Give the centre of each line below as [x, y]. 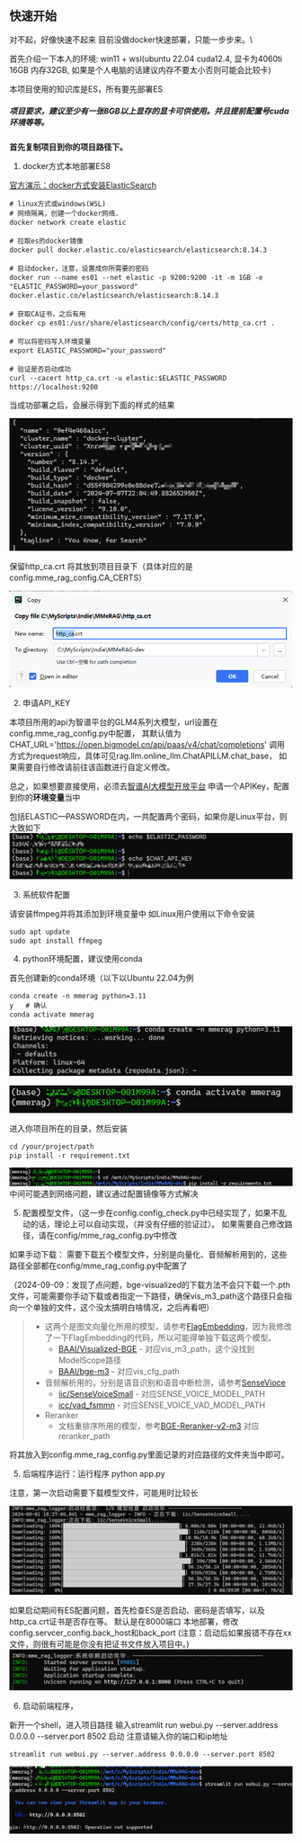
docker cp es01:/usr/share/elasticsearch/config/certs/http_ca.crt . [142, 323]
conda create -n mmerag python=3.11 [78, 997]
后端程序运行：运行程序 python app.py [93, 1473]
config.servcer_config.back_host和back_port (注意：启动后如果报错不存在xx [151, 1633]
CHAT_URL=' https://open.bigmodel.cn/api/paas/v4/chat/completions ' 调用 [147, 744]
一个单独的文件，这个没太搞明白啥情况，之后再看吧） [115, 1307]
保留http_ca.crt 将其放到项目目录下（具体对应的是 [101, 567]
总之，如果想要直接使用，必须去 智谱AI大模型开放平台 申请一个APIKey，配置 [150, 786]
